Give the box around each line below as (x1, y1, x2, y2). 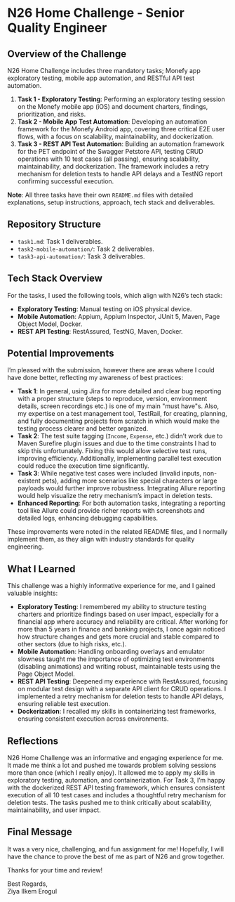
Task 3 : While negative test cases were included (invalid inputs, (17, 469, 202, 478)
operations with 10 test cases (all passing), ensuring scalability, (17, 155, 201, 163)
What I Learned (7, 563, 76, 575)
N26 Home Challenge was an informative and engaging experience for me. (7, 754, 224, 762)
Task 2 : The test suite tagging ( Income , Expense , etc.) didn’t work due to (17, 432, 223, 440)
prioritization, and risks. (17, 110, 86, 118)
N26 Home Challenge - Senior (7, 5, 184, 21)
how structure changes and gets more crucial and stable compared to (17, 632, 220, 641)
